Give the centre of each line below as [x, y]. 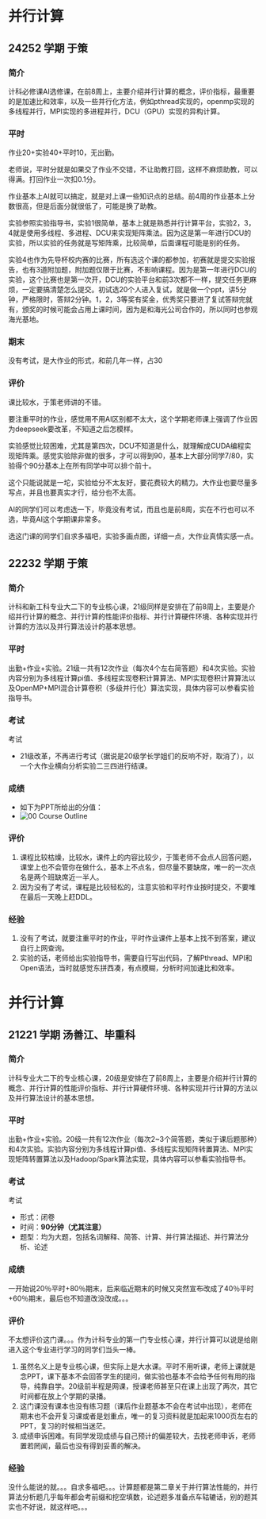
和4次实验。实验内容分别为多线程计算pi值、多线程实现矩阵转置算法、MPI [127, 1149]
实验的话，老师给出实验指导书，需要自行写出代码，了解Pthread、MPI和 [136, 958]
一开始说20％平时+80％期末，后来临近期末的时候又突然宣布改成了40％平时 [131, 1288]
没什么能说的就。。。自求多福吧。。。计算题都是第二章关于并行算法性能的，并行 [133, 1487]
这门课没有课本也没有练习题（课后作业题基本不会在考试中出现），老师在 [136, 1406]
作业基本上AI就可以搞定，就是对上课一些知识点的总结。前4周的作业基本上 [128, 196]
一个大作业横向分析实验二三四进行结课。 [85, 766]
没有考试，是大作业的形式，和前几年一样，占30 [85, 360]
